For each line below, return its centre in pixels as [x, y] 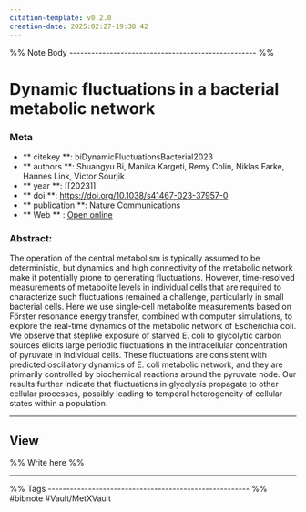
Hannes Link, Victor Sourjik [74, 176]
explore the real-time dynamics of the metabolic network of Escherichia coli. [153, 326]
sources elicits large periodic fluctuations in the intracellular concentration [149, 345]
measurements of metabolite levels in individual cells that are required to [146, 287]
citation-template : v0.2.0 [61, 18]
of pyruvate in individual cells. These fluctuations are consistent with [138, 355]
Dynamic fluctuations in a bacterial [144, 89]
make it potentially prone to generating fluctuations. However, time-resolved [152, 278]
